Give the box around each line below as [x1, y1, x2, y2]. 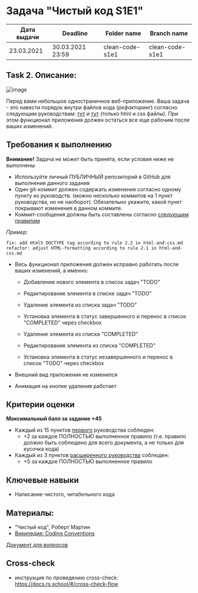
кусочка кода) [23, 445, 60, 452]
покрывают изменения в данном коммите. [14, 204, 123, 211]
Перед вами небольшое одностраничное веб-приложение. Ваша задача [6, 97, 190, 105]
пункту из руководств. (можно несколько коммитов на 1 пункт [14, 192, 173, 199]
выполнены [6, 161, 35, 169]
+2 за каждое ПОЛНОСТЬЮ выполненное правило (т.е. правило [23, 433, 187, 440]
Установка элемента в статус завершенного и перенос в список [23, 312, 187, 320]
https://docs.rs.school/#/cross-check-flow [14, 580, 118, 587]
